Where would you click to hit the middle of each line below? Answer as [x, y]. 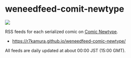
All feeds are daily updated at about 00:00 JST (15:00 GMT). [65, 50]
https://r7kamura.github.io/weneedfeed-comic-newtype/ [69, 41]
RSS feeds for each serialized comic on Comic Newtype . [62, 31]
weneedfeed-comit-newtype [65, 9]
